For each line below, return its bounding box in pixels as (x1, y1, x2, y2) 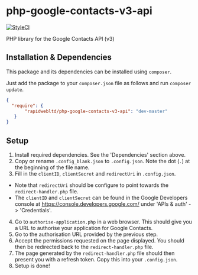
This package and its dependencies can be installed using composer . (6, 68, 172, 75)
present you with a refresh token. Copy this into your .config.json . (14, 255, 178, 263)
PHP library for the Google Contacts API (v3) (6, 35, 115, 42)
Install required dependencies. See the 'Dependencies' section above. (14, 151, 186, 158)
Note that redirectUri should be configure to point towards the (14, 182, 169, 189)
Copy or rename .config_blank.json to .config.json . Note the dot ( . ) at (14, 157, 190, 164)
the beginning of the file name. (14, 164, 90, 171)
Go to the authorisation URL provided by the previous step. (14, 231, 158, 238)
